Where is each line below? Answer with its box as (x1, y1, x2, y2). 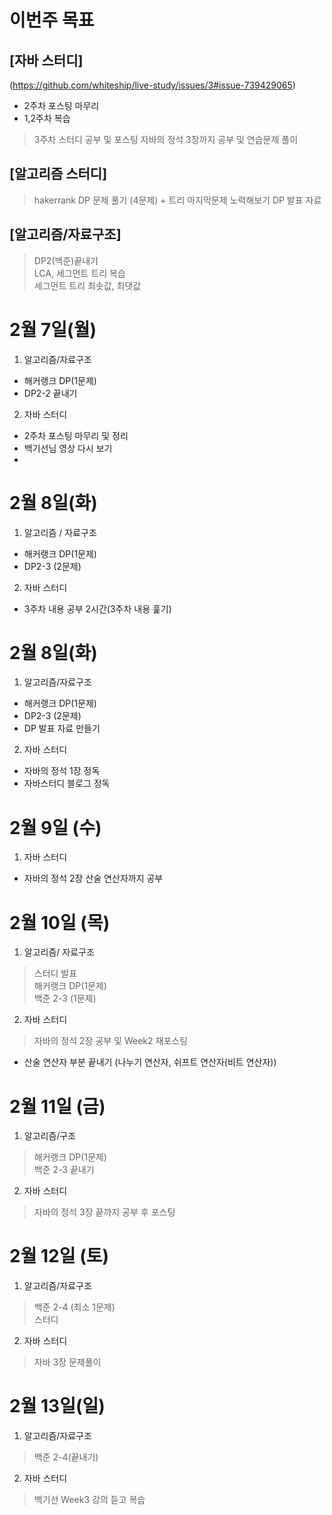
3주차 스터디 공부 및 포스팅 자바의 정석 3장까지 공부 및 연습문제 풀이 (33, 134, 299, 145)
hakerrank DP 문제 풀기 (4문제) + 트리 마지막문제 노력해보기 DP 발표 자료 (33, 194, 322, 206)
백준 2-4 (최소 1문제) (33, 1301, 116, 1313)
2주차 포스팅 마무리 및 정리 (23, 429, 129, 441)
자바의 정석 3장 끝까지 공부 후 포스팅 (33, 1206, 176, 1218)
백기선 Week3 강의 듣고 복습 (33, 1494, 146, 1506)
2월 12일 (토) (9, 1245, 109, 1268)
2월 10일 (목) (9, 911, 111, 934)
